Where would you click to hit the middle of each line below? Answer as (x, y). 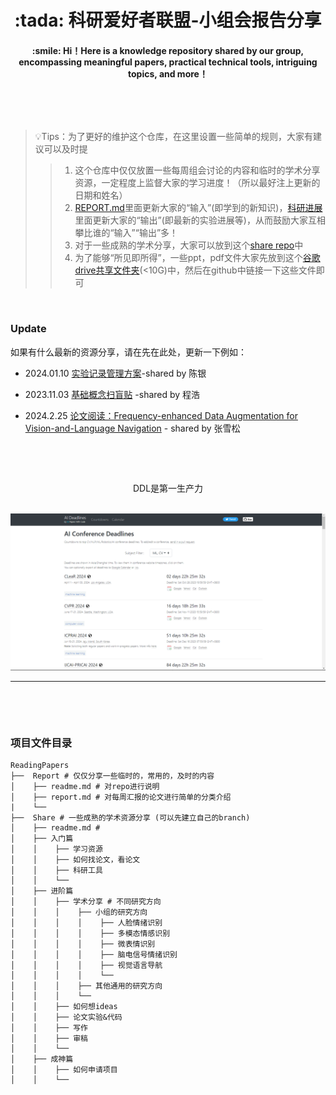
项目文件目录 (41, 743)
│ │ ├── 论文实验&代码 (66, 1017)
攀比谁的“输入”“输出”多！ (126, 233)
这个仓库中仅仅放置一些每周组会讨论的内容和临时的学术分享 (197, 170)
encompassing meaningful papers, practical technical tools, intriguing (168, 62)
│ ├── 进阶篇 (42, 891)
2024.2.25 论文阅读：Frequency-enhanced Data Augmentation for (161, 415)
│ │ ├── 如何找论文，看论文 (75, 860)
